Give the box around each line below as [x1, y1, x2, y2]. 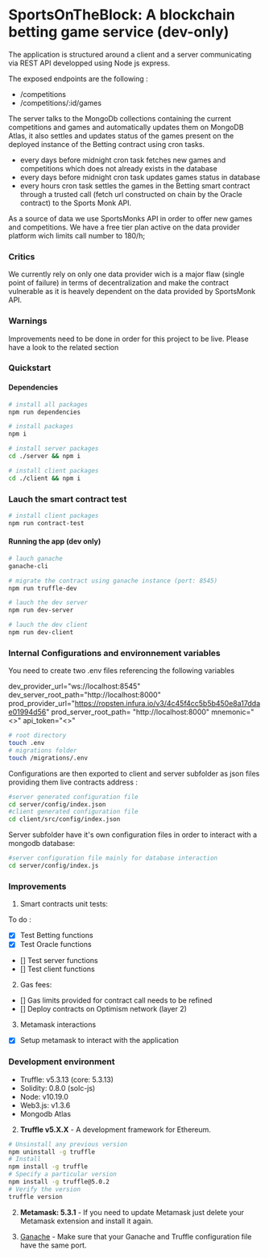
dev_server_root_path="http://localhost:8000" [8, 690, 161, 700]
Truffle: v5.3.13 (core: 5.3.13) [19, 1075, 114, 1084]
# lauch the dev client [8, 621, 89, 629]
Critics [8, 250, 35, 262]
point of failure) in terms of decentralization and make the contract [8, 278, 230, 288]
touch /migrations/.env [8, 754, 89, 762]
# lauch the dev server [8, 599, 89, 607]
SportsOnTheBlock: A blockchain [8, 6, 235, 24]
